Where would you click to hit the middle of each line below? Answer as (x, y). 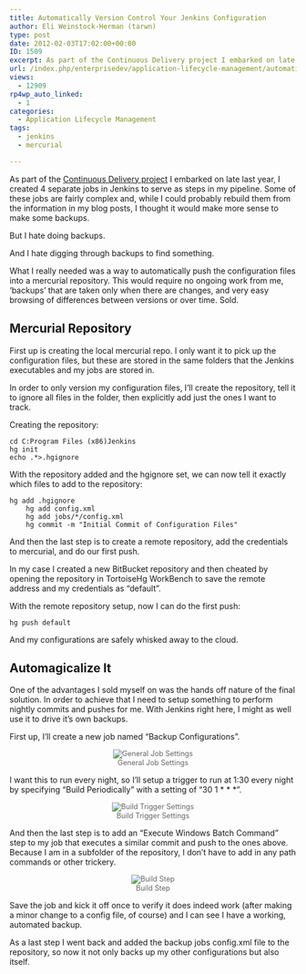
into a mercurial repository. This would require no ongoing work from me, (147, 280)
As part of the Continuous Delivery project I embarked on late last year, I (145, 179)
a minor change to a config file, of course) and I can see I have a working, (148, 915)
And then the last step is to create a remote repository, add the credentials (149, 541)
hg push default (40, 622)
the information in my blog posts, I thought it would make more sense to (144, 208)
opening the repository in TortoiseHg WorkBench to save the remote (138, 578)
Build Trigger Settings (153, 816)
